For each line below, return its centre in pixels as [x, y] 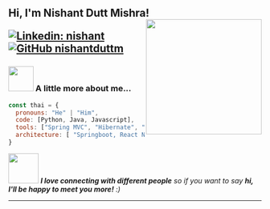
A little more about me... [83, 89]
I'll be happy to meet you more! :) [64, 189]
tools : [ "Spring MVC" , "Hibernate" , [77, 127]
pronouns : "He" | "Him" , [57, 113]
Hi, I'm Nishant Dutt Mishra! [79, 13]
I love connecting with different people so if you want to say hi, [147, 180]
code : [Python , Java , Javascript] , [75, 120]
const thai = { [34, 105]
